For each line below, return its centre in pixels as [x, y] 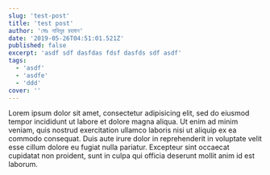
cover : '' [25, 90]
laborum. [23, 165]
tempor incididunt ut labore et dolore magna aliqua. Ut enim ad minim [123, 122]
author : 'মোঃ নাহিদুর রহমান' [46, 31]
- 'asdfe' [32, 75]
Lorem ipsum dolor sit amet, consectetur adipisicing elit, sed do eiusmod [129, 113]
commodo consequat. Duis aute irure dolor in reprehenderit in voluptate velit [135, 139]
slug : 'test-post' [39, 16]
